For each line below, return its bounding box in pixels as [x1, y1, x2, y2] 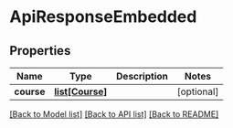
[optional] [176, 85, 219, 98]
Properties [9, 43, 71, 59]
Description [115, 70, 169, 82]
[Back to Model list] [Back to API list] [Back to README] [9, 109, 219, 120]
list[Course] [54, 85, 108, 98]
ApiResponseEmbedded [9, 6, 197, 27]
